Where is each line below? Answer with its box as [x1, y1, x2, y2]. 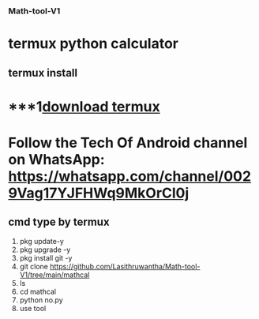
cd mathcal [19, 287, 57, 296]
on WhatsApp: [8, 150, 105, 168]
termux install [8, 66, 77, 80]
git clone [19, 261, 49, 271]
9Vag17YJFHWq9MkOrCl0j [8, 184, 190, 202]
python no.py [19, 295, 63, 305]
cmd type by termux [8, 216, 110, 229]
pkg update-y [19, 236, 65, 246]
